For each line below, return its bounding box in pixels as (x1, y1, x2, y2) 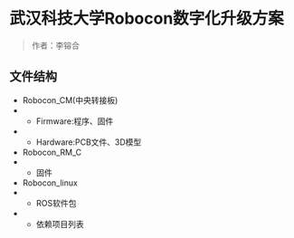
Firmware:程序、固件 (35, 115, 114, 127)
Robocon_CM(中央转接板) (22, 94, 119, 105)
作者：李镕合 (31, 40, 80, 51)
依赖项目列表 (35, 218, 84, 229)
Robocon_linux (22, 177, 79, 188)
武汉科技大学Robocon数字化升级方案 (9, 8, 285, 29)
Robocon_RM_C (22, 147, 82, 157)
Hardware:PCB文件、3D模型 (35, 137, 142, 148)
